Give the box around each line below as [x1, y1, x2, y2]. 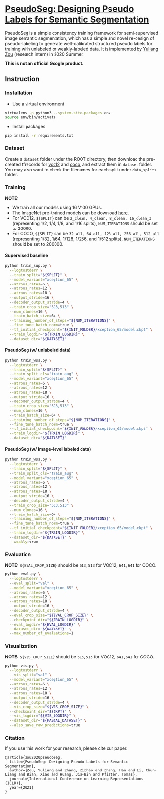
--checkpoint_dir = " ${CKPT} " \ [9, 709, 71, 714]
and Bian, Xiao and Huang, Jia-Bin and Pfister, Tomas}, [18, 772, 137, 777]
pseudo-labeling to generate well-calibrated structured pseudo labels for [5, 40, 153, 46]
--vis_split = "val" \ [9, 672, 52, 678]
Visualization [5, 643, 37, 650]
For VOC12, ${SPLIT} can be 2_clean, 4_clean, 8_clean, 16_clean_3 [12, 215, 152, 221]
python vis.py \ [5, 663, 38, 668]
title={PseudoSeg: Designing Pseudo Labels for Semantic [9, 759, 129, 765]
